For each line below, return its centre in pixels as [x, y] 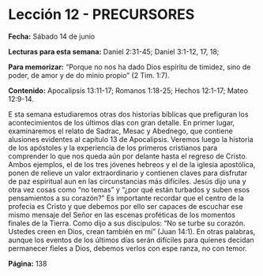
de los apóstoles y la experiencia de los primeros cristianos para [113, 147]
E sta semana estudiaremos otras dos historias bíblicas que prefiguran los [128, 114]
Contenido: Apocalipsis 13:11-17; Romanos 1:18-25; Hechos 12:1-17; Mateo [128, 90]
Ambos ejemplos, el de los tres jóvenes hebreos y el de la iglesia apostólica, [132, 164]
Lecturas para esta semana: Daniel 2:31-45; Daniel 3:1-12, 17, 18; [114, 51]
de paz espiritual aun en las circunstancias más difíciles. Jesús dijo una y [127, 181]
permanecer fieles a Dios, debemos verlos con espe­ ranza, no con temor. [128, 248]
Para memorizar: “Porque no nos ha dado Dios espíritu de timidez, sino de [130, 67]
